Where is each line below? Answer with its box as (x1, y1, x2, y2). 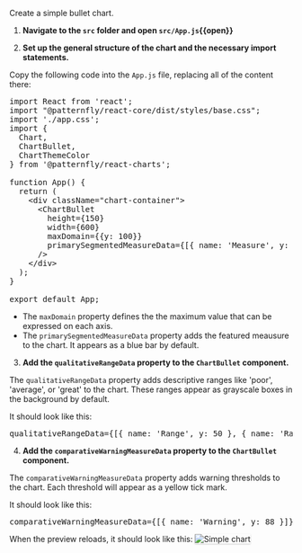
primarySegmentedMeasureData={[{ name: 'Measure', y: (47, 240, 289, 250)
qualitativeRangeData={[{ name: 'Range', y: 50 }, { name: (9, 429, 276, 439)
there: (9, 79, 31, 89)
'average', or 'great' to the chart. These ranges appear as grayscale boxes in (9, 384, 293, 395)
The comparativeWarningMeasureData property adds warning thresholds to (9, 472, 280, 483)
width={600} (47, 222, 101, 232)
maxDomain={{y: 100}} (47, 231, 143, 241)
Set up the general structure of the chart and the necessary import (22, 42, 277, 53)
